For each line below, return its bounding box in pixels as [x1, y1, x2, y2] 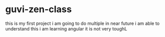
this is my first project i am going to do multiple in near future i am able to [5, 20, 160, 26]
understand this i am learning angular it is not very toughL [5, 25, 127, 31]
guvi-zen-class [5, 4, 72, 15]
